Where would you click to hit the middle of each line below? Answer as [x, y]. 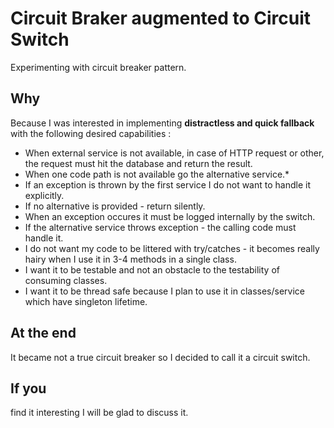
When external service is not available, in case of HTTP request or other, [174, 153]
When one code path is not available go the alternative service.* [157, 174]
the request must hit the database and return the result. [138, 163]
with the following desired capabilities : [91, 133]
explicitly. [44, 195]
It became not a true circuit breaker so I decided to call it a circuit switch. [160, 357]
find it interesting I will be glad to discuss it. [99, 413]
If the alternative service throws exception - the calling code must [160, 227]
